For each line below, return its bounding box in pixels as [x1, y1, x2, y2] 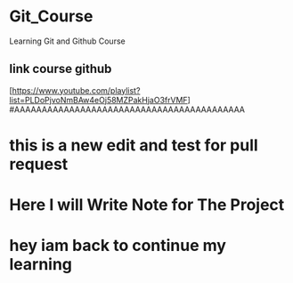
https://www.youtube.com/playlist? [12, 85, 141, 95]
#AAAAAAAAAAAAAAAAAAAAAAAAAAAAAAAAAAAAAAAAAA [9, 104, 245, 115]
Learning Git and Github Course [9, 36, 126, 46]
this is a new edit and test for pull [9, 135, 258, 155]
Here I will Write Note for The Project [9, 195, 285, 215]
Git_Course [9, 6, 94, 27]
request [9, 154, 69, 174]
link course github [9, 61, 112, 77]
